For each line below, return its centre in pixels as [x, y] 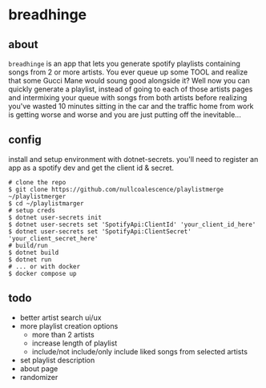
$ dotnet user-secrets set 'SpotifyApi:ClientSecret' [100, 231]
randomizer [39, 377]
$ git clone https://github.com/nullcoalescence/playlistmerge [116, 189]
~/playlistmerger [37, 196]
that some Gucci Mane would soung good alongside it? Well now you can [129, 81]
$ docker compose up [43, 273]
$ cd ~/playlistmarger [46, 203]
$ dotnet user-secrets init [55, 217]
